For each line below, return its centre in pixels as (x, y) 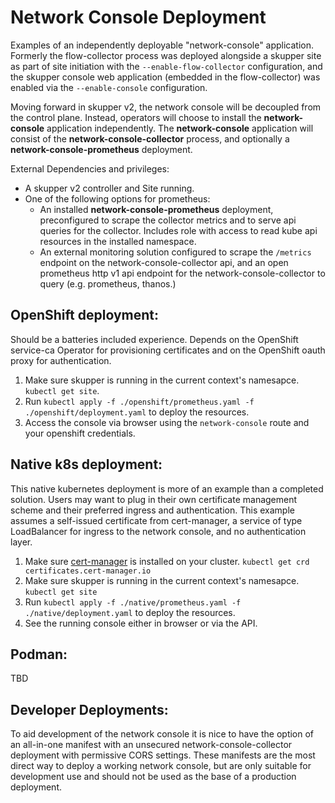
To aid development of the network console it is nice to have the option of (162, 734)
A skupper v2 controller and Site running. (109, 188)
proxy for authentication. (61, 360)
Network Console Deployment (138, 17)
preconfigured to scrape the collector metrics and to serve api (168, 220)
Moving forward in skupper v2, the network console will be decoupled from (166, 107)
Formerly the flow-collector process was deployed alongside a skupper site (166, 55)
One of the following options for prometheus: (117, 198)
